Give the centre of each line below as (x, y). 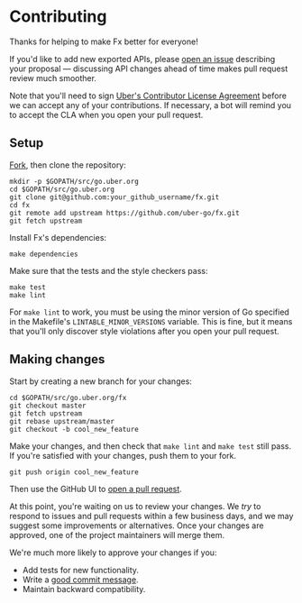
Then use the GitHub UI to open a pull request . (96, 489)
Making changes (57, 359)
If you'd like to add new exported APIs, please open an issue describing (142, 59)
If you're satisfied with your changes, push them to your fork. (123, 455)
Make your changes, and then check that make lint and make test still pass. (151, 446)
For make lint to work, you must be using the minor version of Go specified (150, 312)
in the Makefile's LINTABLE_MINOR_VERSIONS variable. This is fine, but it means (151, 321)
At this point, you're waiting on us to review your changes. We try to (135, 506)
